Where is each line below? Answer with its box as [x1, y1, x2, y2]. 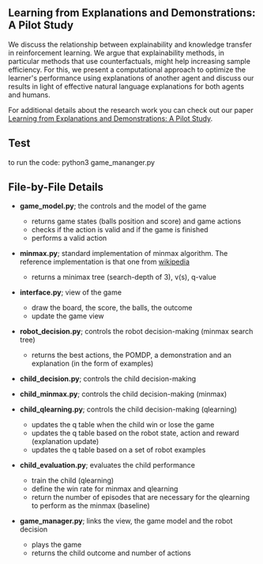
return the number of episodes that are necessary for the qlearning [31, 493, 250, 502]
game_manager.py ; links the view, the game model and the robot [19, 517, 233, 526]
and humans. [8, 90, 51, 100]
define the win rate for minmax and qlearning [31, 484, 178, 494]
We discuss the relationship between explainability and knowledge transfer [8, 39, 253, 49]
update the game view [31, 311, 104, 321]
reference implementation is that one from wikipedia [19, 257, 190, 267]
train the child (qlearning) [31, 476, 115, 485]
